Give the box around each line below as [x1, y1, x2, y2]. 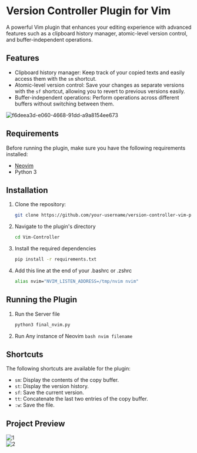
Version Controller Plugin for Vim [6, 4, 171, 18]
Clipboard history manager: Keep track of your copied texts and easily [14, 69, 185, 76]
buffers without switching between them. [14, 100, 115, 107]
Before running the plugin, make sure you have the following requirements [6, 144, 186, 151]
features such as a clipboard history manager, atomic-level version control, [6, 29, 188, 37]
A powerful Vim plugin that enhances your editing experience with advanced [6, 24, 192, 31]
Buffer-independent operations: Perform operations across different [14, 94, 179, 101]
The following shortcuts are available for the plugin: [6, 365, 131, 372]
